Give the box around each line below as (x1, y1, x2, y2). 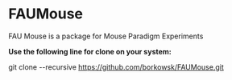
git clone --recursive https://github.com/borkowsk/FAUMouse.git (8, 62, 224, 72)
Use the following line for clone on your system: (8, 46, 172, 56)
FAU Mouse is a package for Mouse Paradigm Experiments (8, 31, 204, 41)
